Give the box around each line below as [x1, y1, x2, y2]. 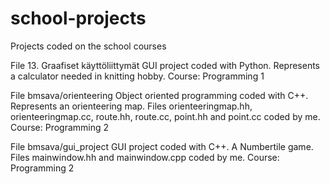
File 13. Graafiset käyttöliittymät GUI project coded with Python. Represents [10, 59, 320, 71]
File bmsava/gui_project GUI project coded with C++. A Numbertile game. [10, 140, 314, 152]
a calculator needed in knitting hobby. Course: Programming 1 [10, 70, 265, 82]
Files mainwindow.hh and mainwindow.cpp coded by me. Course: [10, 151, 280, 163]
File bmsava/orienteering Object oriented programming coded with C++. [10, 89, 309, 101]
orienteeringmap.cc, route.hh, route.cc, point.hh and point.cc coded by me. [10, 110, 321, 122]
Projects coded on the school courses [10, 40, 167, 52]
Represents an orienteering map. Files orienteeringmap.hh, [10, 100, 253, 112]
